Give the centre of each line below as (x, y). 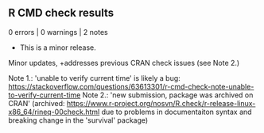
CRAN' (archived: (37, 103)
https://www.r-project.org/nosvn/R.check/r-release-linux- (161, 103)
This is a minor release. (58, 47)
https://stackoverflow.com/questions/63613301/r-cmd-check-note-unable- (131, 86)
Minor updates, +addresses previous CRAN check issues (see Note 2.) (124, 63)
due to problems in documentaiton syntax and (177, 112)
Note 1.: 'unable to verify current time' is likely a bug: (94, 78)
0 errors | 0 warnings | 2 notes (58, 32)
